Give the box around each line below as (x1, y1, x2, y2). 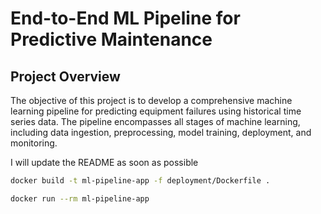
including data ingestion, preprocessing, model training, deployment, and (10, 127, 312, 138)
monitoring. (10, 137, 58, 149)
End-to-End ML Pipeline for (10, 7, 241, 30)
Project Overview (10, 68, 121, 85)
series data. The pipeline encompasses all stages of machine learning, (10, 116, 301, 127)
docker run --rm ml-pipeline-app (10, 193, 150, 204)
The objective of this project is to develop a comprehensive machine (10, 95, 293, 106)
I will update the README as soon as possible (10, 157, 199, 168)
